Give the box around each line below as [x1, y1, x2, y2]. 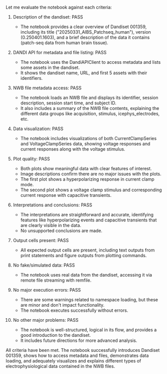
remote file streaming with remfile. [20, 277, 92, 283]
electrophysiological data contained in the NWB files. [6, 363, 115, 369]
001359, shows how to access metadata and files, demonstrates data [6, 352, 149, 358]
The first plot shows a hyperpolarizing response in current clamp [20, 176, 154, 182]
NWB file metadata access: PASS [13, 85, 82, 91]
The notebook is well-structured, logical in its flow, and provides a [20, 327, 157, 333]
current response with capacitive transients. [20, 192, 112, 198]
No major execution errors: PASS [13, 287, 81, 293]
